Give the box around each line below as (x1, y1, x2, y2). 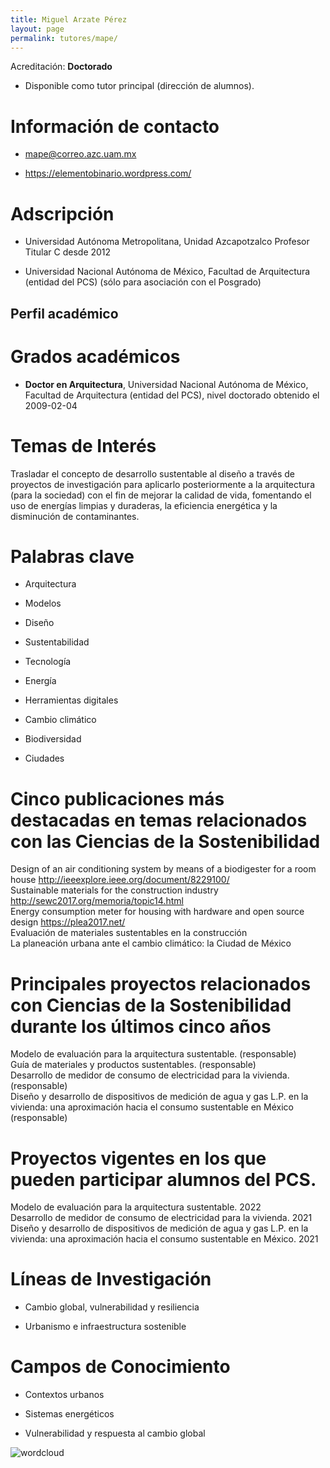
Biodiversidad (24, 733, 82, 745)
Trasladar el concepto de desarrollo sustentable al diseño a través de (10, 467, 295, 480)
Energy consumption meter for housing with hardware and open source (10, 906, 305, 918)
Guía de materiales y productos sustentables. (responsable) (10, 1059, 257, 1071)
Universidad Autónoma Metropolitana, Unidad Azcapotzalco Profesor (24, 236, 310, 248)
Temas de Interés (10, 434, 157, 457)
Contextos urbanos (24, 1389, 105, 1401)
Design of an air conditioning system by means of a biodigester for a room (10, 863, 317, 875)
